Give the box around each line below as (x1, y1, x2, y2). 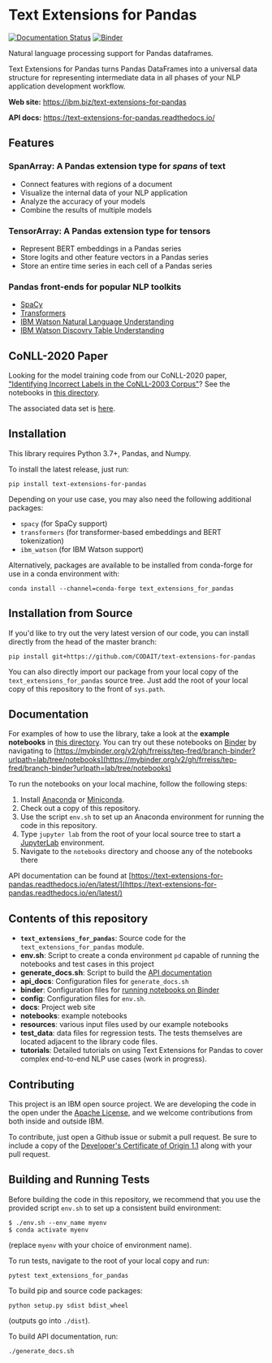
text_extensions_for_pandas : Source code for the (19, 934, 187, 943)
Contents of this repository (8, 912, 149, 925)
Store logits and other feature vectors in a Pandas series (19, 252, 209, 261)
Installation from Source (8, 606, 133, 620)
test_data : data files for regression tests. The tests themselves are (19, 1029, 243, 1038)
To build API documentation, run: (8, 1331, 119, 1341)
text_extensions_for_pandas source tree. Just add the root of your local (8, 675, 248, 685)
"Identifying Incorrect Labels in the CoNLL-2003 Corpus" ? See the (8, 379, 231, 389)
